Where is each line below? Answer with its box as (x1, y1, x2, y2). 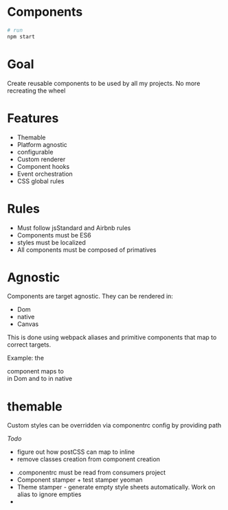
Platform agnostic (16, 140, 67, 148)
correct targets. (7, 340, 52, 349)
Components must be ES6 (16, 231, 91, 239)
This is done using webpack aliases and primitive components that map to (7, 334, 217, 342)
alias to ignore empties (16, 490, 82, 498)
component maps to (7, 367, 64, 375)
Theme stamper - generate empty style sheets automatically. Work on (16, 483, 216, 491)
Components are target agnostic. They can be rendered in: (7, 292, 174, 301)
